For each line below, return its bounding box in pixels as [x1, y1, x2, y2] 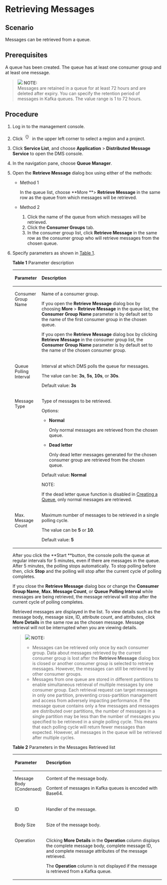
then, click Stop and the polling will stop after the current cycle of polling [12, 568, 162, 574]
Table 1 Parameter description [12, 259, 74, 265]
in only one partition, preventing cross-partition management [32, 692, 158, 698]
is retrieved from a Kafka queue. [46, 869, 112, 875]
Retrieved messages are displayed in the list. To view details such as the [12, 608, 161, 614]
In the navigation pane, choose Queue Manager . [12, 160, 112, 166]
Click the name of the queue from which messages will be [27, 213, 146, 220]
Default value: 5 [41, 537, 74, 543]
